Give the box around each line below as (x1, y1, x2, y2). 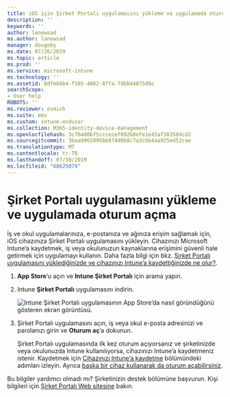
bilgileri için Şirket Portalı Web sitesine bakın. (7, 381, 133, 390)
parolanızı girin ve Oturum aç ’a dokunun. (16, 326, 133, 334)
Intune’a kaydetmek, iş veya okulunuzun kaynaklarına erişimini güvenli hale (7, 244, 218, 252)
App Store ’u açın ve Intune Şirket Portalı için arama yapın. (16, 272, 183, 280)
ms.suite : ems (7, 112, 48, 118)
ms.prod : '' (7, 61, 41, 68)
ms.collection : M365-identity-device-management (7, 125, 149, 131)
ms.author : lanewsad (7, 36, 66, 42)
